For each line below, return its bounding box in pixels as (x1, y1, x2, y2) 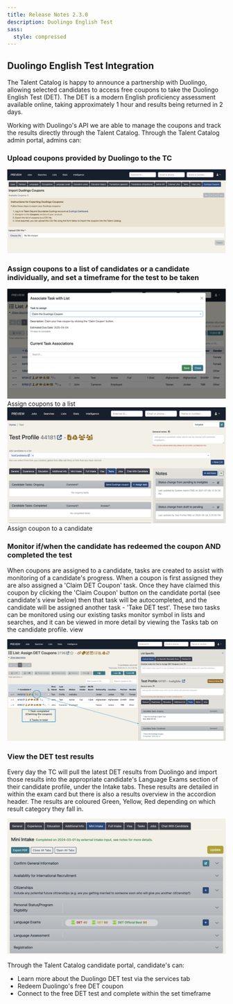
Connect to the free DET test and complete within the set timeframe (17, 989, 212, 998)
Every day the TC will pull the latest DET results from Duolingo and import (7, 768, 217, 776)
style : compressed (13, 33, 67, 40)
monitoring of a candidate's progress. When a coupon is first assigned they (7, 573, 223, 582)
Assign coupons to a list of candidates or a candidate (7, 264, 190, 274)
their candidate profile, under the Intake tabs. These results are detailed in (7, 782, 219, 791)
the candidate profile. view (7, 625, 83, 634)
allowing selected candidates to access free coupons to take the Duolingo (7, 85, 218, 94)
